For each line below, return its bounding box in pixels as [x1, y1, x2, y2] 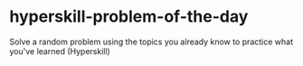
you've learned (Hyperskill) [9, 45, 110, 56]
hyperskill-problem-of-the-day [9, 6, 249, 27]
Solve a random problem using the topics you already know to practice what [9, 36, 294, 47]
